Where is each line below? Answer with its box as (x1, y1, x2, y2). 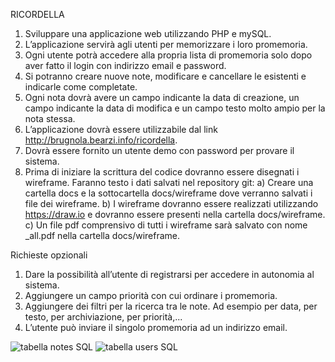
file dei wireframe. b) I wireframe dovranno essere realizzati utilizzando (24, 198, 319, 209)
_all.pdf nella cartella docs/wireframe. (24, 230, 181, 241)
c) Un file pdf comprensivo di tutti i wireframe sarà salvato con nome (24, 219, 308, 231)
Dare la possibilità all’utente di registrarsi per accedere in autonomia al (24, 269, 315, 280)
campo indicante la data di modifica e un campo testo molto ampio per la (24, 102, 326, 114)
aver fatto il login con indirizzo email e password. (24, 60, 227, 71)
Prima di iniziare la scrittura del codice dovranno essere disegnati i (24, 166, 300, 178)
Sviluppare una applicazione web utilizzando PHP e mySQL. (24, 28, 272, 39)
